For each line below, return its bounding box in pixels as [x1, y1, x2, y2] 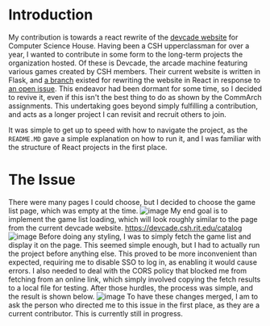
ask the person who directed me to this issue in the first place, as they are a [8, 300, 260, 310]
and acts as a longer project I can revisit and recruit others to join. [8, 109, 227, 119]
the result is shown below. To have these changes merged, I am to [8, 291, 259, 301]
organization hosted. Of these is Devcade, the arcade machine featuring [8, 58, 248, 68]
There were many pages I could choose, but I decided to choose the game [8, 197, 256, 207]
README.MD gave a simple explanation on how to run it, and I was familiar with [8, 133, 262, 143]
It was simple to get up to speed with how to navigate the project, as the [8, 125, 248, 135]
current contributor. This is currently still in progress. [8, 308, 183, 318]
